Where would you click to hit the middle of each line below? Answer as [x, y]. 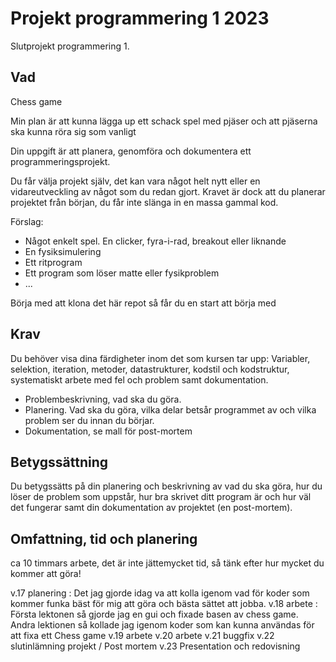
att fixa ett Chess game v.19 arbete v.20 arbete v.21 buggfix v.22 [142, 636]
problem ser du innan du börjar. [89, 420]
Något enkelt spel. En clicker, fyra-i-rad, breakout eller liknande [155, 241]
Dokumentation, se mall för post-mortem [108, 431]
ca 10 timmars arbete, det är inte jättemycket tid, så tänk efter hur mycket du [167, 563]
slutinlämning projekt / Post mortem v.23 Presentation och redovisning [155, 646]
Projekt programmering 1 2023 [140, 18]
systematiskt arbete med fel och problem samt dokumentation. [139, 379]
